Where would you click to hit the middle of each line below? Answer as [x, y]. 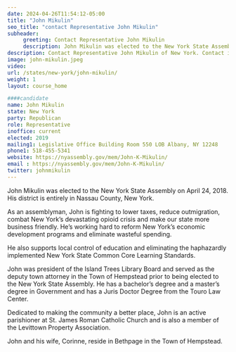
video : [17, 66]
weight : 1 [22, 79]
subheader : [23, 33]
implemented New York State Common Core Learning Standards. [101, 255]
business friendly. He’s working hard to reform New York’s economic [106, 227]
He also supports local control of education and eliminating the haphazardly [117, 248]
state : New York [31, 112]
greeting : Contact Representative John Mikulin [94, 40]
